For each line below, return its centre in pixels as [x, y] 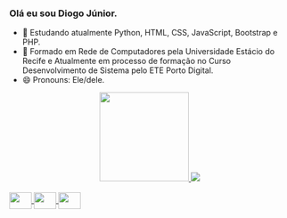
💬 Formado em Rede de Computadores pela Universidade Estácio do [148, 52]
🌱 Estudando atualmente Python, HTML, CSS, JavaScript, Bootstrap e [150, 33]
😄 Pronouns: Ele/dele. [63, 80]
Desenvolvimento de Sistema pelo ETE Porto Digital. [118, 70]
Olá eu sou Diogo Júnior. [63, 13]
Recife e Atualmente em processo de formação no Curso [127, 61]
